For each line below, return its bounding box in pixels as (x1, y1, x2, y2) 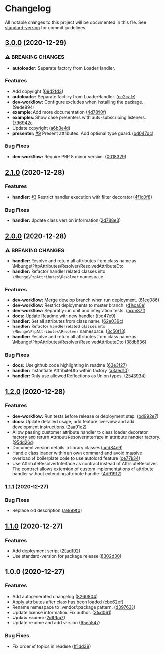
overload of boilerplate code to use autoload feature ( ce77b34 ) (12, 455, 141, 461)
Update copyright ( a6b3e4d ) (12, 125, 71, 131)
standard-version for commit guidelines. (5, 24, 87, 30)
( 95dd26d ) (12, 439, 34, 445)
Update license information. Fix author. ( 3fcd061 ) (12, 609, 112, 615)
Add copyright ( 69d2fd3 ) (12, 88, 63, 94)
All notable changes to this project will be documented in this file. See (5, 19, 147, 25)
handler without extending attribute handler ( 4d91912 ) (12, 471, 122, 477)
